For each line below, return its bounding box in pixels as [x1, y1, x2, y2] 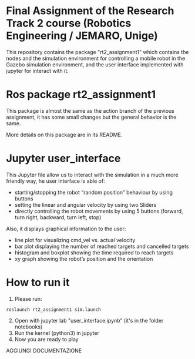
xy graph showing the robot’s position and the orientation [14, 255, 153, 262]
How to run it [6, 276, 70, 289]
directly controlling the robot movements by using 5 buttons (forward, [14, 207, 183, 214]
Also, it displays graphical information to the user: [6, 225, 126, 232]
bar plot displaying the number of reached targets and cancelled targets [14, 243, 189, 250]
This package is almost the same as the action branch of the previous [6, 107, 175, 114]
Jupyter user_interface [6, 152, 121, 165]
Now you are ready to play [14, 335, 79, 343]
